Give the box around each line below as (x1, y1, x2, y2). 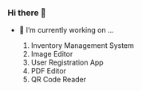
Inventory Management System (30, 41, 135, 50)
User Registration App (30, 57, 105, 67)
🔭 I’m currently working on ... (18, 26, 114, 35)
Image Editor (30, 49, 73, 59)
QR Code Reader (30, 75, 87, 85)
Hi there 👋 (7, 7, 47, 18)
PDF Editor (30, 66, 67, 76)
